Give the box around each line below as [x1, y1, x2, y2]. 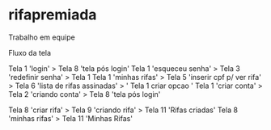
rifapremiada [8, 6, 97, 24]
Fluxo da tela [8, 48, 51, 57]
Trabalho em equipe [8, 32, 75, 42]
